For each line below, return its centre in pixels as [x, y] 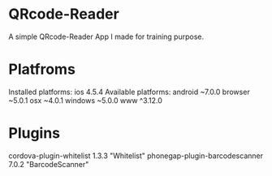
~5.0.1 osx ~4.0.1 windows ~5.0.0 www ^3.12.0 [85, 100]
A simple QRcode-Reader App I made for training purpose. [106, 36]
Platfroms [42, 69]
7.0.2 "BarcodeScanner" [49, 164]
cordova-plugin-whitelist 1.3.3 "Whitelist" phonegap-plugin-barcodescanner [136, 156]
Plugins [35, 133]
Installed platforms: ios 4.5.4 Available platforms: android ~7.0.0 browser [129, 92]
